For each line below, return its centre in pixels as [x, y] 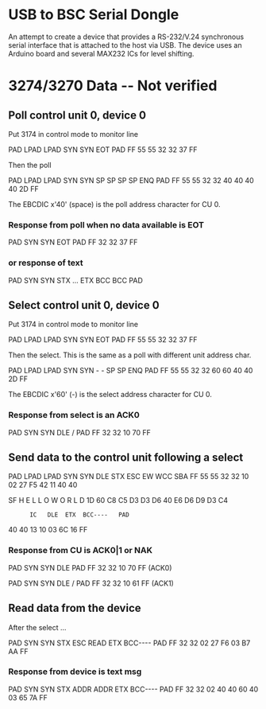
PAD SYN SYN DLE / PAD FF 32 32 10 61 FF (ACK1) [91, 583]
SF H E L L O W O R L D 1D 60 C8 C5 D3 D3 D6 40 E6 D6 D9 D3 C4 [118, 501]
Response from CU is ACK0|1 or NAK [81, 551]
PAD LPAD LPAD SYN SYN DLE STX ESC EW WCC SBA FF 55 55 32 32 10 [129, 477]
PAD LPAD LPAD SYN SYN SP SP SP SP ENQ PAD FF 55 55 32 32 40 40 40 [131, 180]
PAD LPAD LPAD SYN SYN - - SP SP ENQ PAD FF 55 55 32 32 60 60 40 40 [131, 371]
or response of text [46, 263]
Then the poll [30, 165]
